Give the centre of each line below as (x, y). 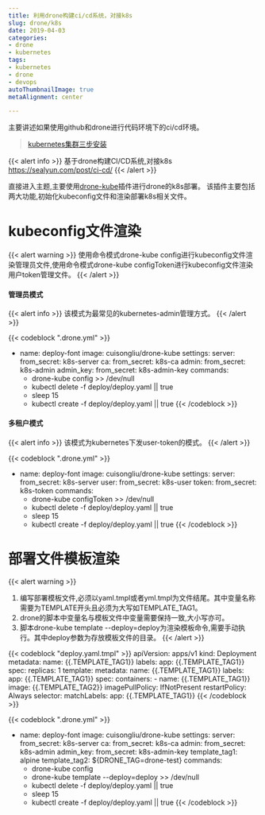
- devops (23, 82)
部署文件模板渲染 (64, 559)
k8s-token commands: (56, 490)
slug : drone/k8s (35, 23)
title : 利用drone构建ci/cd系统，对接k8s (71, 15)
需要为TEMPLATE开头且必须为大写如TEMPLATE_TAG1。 (111, 608)
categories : (28, 38)
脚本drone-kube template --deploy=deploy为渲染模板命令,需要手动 (129, 628)
